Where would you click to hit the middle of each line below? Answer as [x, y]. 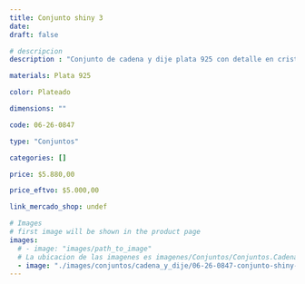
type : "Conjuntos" [44, 142]
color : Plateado [40, 93]
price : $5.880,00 [42, 174]
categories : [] [38, 158]
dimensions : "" [38, 109]
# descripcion [36, 51]
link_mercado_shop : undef [58, 207]
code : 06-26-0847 [42, 125]
